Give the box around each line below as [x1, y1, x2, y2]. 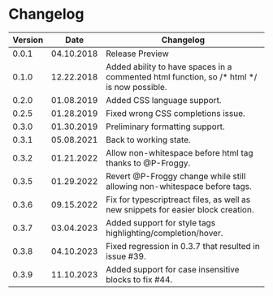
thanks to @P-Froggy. [105, 157, 191, 169]
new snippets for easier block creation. [105, 204, 254, 215]
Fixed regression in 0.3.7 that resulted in [105, 240, 260, 251]
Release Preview [105, 48, 169, 59]
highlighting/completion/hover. [105, 227, 223, 238]
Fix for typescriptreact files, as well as [105, 194, 251, 205]
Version [12, 34, 44, 45]
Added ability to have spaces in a [105, 61, 232, 72]
